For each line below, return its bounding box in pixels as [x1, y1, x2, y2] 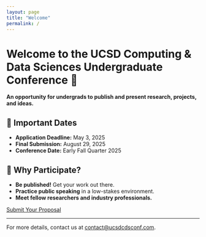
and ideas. [6, 99, 34, 107]
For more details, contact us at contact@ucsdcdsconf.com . [6, 223, 156, 231]
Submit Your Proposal [6, 206, 61, 213]
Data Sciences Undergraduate [6, 60, 163, 74]
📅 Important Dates [6, 117, 77, 128]
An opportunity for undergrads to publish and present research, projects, [6, 93, 197, 101]
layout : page [6, 9, 40, 15]
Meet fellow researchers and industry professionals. [15, 194, 152, 201]
